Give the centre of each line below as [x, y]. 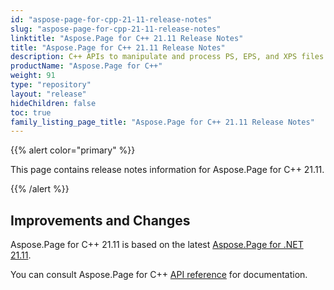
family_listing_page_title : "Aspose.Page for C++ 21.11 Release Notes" [162, 122]
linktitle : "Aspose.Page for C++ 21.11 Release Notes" [127, 38]
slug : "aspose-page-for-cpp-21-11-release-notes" [116, 29]
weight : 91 [33, 76]
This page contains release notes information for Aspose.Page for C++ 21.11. [167, 170]
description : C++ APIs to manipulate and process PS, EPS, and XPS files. [169, 57]
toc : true [31, 112]
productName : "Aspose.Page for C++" [86, 66]
